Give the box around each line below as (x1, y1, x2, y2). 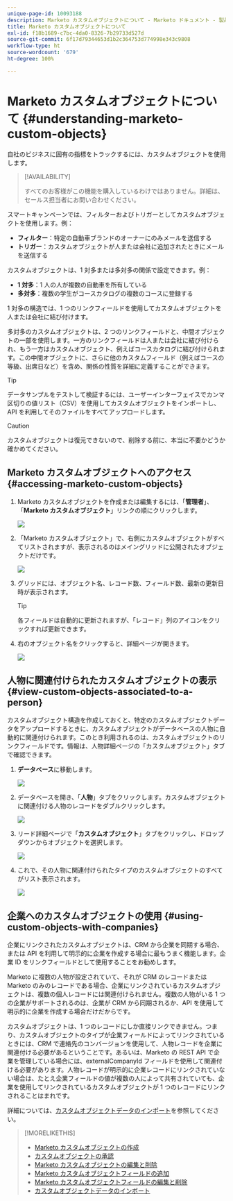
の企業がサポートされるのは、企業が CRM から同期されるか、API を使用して (7, 999, 224, 1007)
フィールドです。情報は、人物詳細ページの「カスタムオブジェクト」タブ (19, 742, 225, 750)
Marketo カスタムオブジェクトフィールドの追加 (34, 1169, 170, 1177)
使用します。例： (25, 219, 74, 227)
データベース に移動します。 (17, 765, 96, 774)
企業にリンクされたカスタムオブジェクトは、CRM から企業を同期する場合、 (7, 941, 223, 949)
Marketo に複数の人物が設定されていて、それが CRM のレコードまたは (7, 973, 207, 981)
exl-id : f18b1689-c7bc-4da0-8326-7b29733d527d (7, 29, 144, 37)
